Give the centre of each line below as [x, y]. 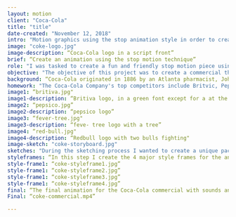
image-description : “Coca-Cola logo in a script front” [91, 53]
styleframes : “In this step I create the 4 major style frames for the [114, 158]
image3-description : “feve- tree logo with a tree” [84, 125]
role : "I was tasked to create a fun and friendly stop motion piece [111, 66]
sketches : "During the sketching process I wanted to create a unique [113, 151]
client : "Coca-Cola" [38, 20]
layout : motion [29, 14]
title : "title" [29, 27]
